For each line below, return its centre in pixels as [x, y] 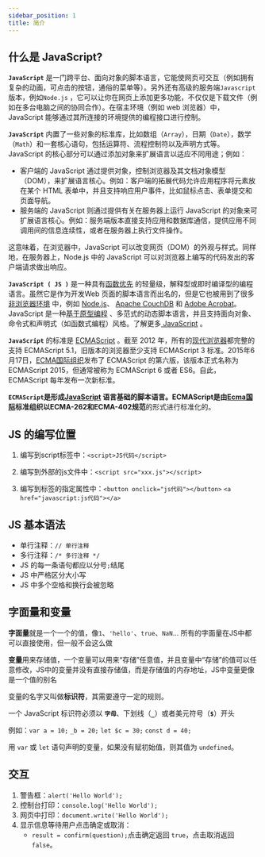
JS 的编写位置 [42, 434]
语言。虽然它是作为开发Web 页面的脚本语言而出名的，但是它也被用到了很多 [131, 294]
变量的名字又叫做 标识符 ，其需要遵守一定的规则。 [88, 696]
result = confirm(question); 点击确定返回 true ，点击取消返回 [133, 835]
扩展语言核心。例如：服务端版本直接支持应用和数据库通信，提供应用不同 [138, 221]
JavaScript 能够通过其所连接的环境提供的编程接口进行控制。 [107, 117]
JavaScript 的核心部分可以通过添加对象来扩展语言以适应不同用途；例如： [128, 154]
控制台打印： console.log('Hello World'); [89, 805]
